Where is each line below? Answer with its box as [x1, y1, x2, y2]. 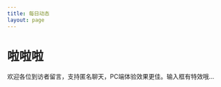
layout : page [7, 17, 45, 23]
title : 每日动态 [7, 10, 50, 17]
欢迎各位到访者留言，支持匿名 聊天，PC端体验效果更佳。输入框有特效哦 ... [7, 72, 215, 81]
